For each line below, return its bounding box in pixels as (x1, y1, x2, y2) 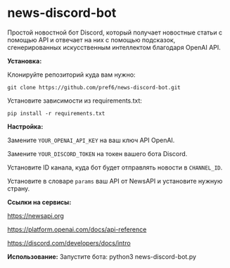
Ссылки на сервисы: (7, 198, 72, 206)
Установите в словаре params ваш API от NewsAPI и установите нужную (7, 177, 223, 185)
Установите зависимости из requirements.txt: (7, 96, 143, 105)
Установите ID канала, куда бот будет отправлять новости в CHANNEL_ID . (7, 163, 223, 172)
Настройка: (7, 122, 44, 131)
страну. (7, 184, 30, 193)
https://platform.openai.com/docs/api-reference (7, 225, 147, 234)
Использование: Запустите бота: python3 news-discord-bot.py (7, 252, 197, 261)
